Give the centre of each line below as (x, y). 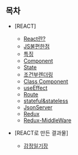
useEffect (35, 88)
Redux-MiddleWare (47, 120)
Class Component (46, 81)
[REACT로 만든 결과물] (41, 132)
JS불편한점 (37, 46)
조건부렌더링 (38, 74)
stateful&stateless (46, 101)
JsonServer (38, 107)
